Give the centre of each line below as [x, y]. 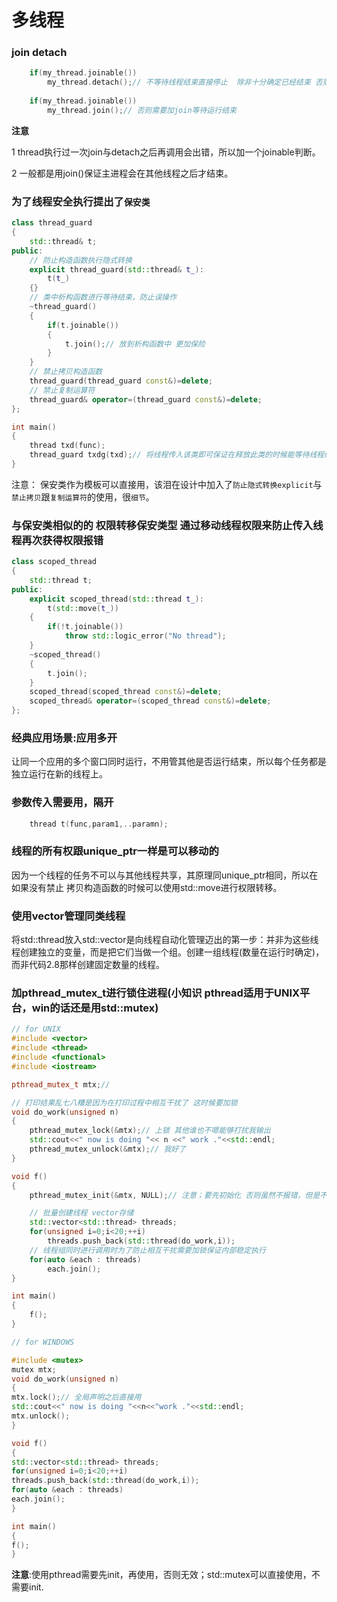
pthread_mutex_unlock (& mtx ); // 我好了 [108, 1149]
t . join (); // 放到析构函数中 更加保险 [135, 344]
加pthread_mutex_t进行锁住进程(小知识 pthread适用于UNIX [156, 993]
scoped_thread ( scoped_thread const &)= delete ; [126, 692]
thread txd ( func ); [67, 446]
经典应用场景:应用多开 [64, 738]
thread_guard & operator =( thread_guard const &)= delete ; [146, 399]
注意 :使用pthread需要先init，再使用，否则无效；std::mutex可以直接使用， [161, 1575]
